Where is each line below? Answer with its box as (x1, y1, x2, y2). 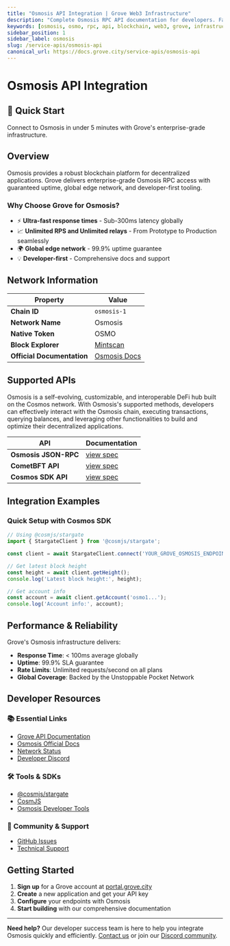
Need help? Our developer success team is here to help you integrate (7, 924, 204, 932)
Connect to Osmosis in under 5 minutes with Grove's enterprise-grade (7, 123, 205, 131)
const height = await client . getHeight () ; (7, 569, 130, 576)
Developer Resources (7, 693, 101, 704)
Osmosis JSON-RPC (10, 450, 79, 459)
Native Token (10, 329, 55, 338)
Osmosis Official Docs (16, 739, 80, 748)
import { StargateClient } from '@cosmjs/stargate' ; (7, 538, 161, 545)
